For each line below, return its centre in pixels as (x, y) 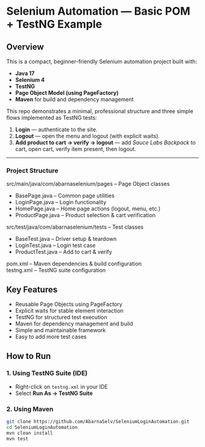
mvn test (17, 438)
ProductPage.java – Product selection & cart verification (85, 215)
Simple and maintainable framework (60, 330)
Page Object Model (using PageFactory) (67, 93)
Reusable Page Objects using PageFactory (69, 305)
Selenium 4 (30, 80)
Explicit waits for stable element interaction (69, 311)
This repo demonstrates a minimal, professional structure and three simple (100, 111)
